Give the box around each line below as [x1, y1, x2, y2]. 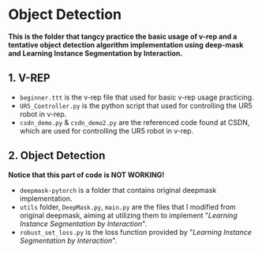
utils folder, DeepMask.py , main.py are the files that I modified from [19, 202, 237, 211]
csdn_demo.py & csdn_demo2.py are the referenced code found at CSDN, [19, 117, 250, 127]
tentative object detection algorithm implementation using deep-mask [8, 40, 244, 49]
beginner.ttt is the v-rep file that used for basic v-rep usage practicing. [19, 93, 254, 102]
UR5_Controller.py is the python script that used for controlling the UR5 [19, 100, 253, 110]
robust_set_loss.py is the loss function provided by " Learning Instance [19, 227, 253, 236]
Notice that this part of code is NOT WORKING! [8, 170, 165, 179]
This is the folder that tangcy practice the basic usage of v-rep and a [8, 32, 238, 41]
